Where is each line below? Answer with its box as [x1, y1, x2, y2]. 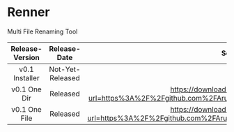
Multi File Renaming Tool [7, 27, 78, 36]
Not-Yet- [49, 64, 81, 74]
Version [13, 52, 40, 62]
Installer [13, 73, 40, 82]
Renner [7, 4, 50, 20]
